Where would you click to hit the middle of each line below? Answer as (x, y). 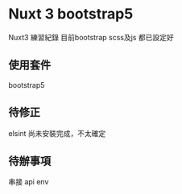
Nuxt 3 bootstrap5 (71, 14)
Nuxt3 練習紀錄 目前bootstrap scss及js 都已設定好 (91, 37)
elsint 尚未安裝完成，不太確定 (57, 133)
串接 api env (29, 182)
